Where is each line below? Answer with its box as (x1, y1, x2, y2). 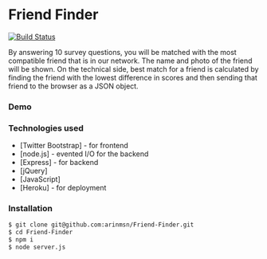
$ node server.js (8, 243, 66, 252)
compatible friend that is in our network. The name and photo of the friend (8, 56, 253, 65)
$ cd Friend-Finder (8, 229, 73, 237)
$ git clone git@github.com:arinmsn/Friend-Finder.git (8, 221, 194, 229)
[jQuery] (19, 166, 48, 176)
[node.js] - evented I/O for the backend (19, 149, 149, 159)
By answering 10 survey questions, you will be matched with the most (8, 47, 237, 57)
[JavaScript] (19, 175, 61, 184)
